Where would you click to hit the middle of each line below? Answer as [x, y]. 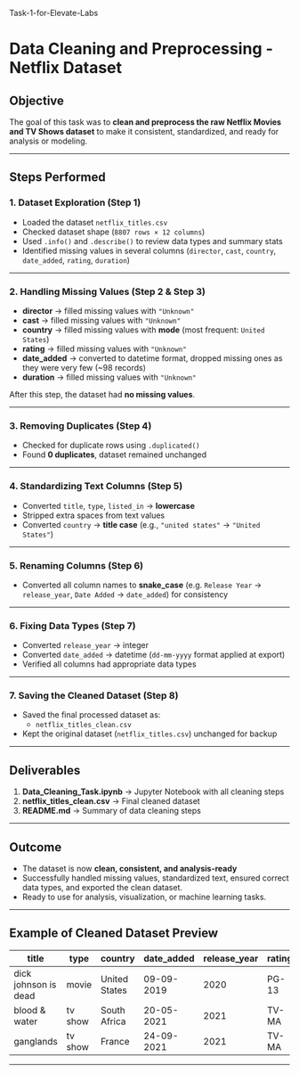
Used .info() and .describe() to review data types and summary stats [152, 241]
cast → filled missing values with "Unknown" [101, 320]
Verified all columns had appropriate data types [109, 664]
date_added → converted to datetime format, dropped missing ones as [152, 358]
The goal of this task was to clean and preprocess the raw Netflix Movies [145, 122]
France [116, 1041]
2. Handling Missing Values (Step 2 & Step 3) [108, 291]
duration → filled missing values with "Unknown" [109, 377]
